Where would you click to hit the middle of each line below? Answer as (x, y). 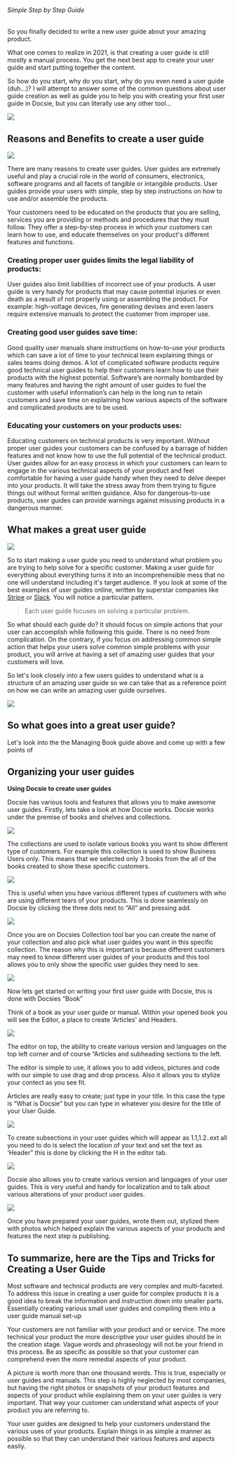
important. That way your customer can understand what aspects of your (113, 1403)
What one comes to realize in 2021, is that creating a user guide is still (108, 53)
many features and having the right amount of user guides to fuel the (107, 385)
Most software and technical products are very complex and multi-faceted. (116, 1286)
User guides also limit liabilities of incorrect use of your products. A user (112, 284)
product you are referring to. (48, 1410)
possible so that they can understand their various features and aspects (111, 1439)
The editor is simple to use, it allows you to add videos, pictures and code (114, 1067)
